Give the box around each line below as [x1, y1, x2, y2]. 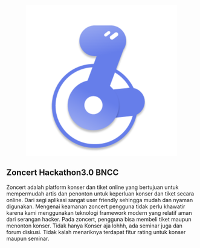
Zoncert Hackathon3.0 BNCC [6, 168, 119, 178]
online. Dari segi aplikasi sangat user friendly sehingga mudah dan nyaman [6, 196, 193, 203]
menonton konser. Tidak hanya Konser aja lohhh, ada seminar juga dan [6, 222, 183, 229]
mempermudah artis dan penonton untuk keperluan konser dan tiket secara [6, 189, 195, 197]
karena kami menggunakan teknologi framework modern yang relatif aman [6, 209, 192, 216]
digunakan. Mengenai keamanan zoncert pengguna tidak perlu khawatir [6, 203, 185, 210]
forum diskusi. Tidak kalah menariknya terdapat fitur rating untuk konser [6, 228, 186, 235]
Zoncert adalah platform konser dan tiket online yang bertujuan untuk [6, 183, 179, 191]
